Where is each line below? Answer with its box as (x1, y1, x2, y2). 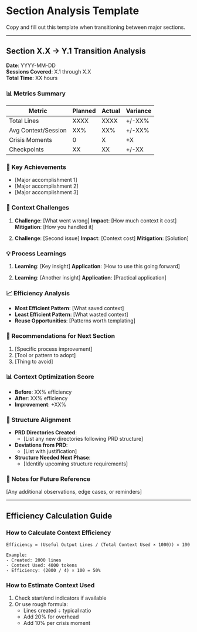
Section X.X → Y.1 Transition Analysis (6, 46, 146, 56)
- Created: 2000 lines (6, 557, 62, 563)
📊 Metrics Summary (6, 89, 66, 98)
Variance (125, 107, 152, 115)
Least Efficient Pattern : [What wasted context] (14, 311, 128, 318)
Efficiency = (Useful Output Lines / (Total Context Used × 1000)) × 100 (6, 542, 191, 548)
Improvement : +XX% (14, 401, 67, 408)
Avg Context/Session (9, 127, 67, 135)
